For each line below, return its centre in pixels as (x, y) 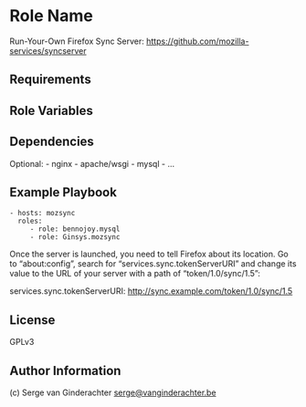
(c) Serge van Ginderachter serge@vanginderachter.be (113, 392)
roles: (30, 221)
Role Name (51, 16)
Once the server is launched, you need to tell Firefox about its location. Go (149, 254)
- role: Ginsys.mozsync (75, 237)
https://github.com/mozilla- (197, 41)
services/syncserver (48, 50)
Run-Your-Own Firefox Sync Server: (77, 41)
